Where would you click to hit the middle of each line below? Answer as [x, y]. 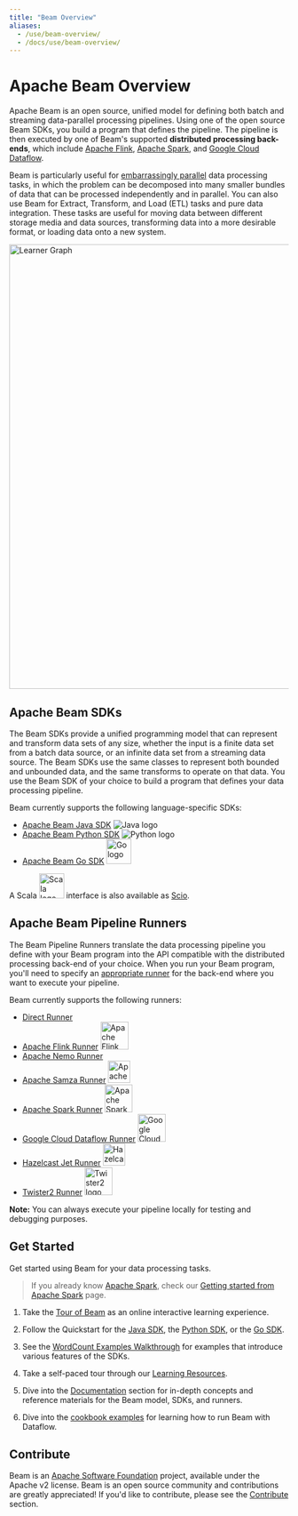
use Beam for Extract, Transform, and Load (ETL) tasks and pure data [136, 204]
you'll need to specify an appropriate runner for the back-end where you [141, 973]
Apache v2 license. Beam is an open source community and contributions [144, 1485]
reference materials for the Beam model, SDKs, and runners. [132, 1400]
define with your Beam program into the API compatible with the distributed [147, 954]
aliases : [25, 26]
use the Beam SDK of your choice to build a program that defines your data [147, 781]
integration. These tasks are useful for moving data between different [136, 213]
